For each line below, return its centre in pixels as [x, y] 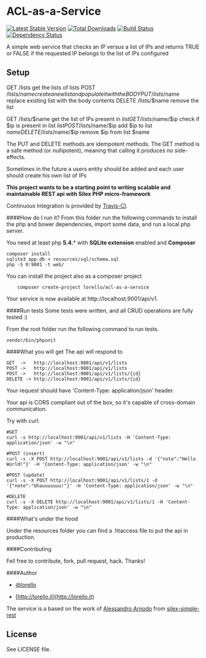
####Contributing [29, 549]
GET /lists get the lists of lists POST [51, 87]
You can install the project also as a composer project [74, 276]
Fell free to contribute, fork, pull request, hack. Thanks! [76, 561]
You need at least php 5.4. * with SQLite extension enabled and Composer [101, 242]
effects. [16, 157]
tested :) [17, 317]
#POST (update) [26, 475]
